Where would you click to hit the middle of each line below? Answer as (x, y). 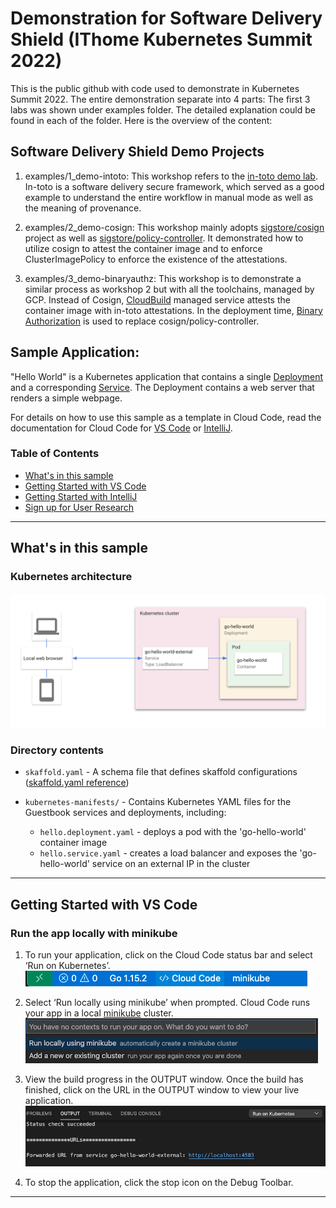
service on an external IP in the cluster (171, 864)
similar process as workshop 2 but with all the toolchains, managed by (169, 289)
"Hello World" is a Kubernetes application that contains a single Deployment (167, 376)
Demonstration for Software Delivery (166, 18)
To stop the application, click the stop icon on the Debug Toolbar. (159, 1183)
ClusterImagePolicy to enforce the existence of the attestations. (156, 259)
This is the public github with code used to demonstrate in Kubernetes (155, 88)
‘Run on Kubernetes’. (67, 966)
